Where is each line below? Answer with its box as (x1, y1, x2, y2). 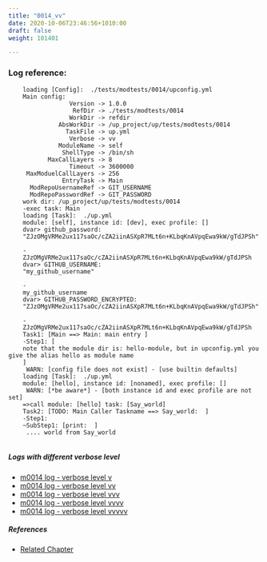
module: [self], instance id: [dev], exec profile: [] (22, 218, 209, 226)
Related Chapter (19, 544, 74, 554)
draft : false (8, 26, 52, 34)
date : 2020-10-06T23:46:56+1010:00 (8, 19, 127, 27)
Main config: (22, 93, 66, 101)
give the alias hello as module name (8, 351, 134, 360)
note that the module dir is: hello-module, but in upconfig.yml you (22, 345, 260, 353)
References (8, 524, 48, 534)
